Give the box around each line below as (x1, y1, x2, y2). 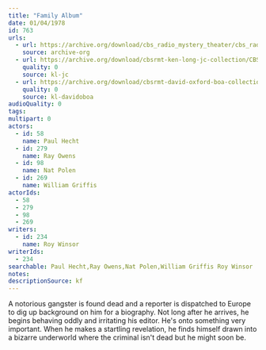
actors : (8, 122, 34, 130)
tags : (8, 108, 26, 116)
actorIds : (8, 188, 41, 197)
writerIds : (8, 248, 44, 256)
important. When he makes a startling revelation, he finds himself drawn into (8, 325, 257, 334)
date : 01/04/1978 (8, 19, 66, 27)
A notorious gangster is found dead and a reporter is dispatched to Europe (8, 299, 252, 309)
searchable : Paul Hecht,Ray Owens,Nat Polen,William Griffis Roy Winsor (8, 263, 253, 271)
